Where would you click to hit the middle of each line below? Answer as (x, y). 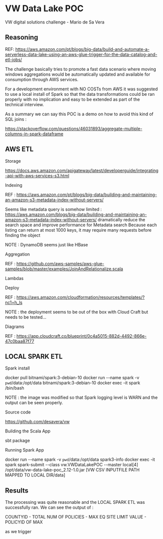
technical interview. (25, 104)
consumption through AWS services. (42, 79)
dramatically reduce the (121, 219)
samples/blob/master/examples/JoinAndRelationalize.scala (64, 269)
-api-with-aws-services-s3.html (37, 175)
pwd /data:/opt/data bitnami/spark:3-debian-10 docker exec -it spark (72, 383)
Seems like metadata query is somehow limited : (54, 209)
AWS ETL (19, 149)
